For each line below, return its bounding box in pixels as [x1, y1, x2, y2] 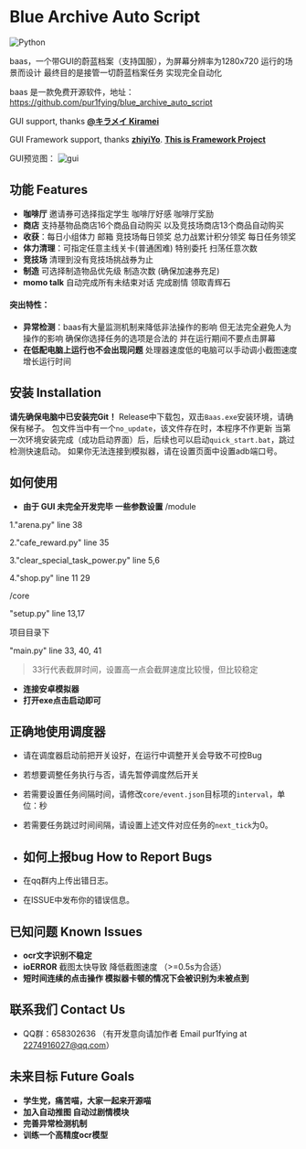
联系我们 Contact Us [9, 1002, 126, 1017]
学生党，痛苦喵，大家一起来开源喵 [22, 1095, 152, 1106]
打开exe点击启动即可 [22, 694, 102, 705]
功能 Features [9, 182, 89, 198]
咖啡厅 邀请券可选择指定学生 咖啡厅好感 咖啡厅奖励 [22, 208, 215, 219]
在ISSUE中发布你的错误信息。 [22, 895, 135, 906]
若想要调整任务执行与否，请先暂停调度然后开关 [22, 769, 199, 780]
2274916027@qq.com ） [22, 1039, 114, 1050]
